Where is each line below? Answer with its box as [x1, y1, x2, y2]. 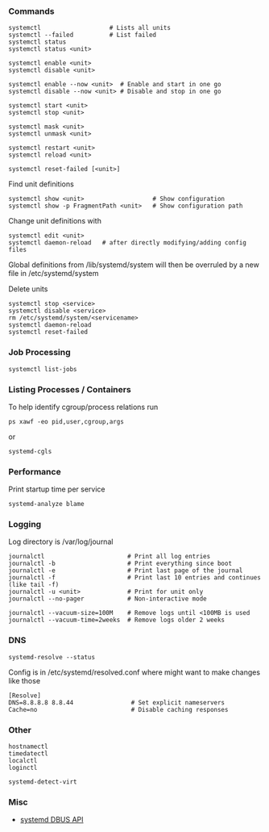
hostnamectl [8, 742, 48, 751]
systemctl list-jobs [8, 365, 78, 373]
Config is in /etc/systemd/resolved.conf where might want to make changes [8, 667, 260, 677]
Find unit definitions [8, 179, 74, 189]
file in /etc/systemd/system [8, 269, 99, 278]
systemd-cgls [8, 447, 52, 455]
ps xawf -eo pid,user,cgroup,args [8, 417, 125, 425]
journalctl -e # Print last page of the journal [8, 567, 243, 575]
